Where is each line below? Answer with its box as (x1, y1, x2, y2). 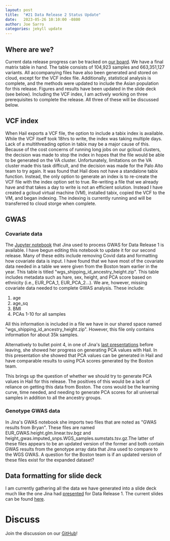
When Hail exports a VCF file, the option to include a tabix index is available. (5, 130, 164, 136)
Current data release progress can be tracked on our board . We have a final (5, 58, 163, 65)
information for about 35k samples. (5, 332, 79, 338)
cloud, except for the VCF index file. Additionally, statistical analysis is (5, 75, 151, 81)
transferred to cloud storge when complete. (5, 200, 96, 206)
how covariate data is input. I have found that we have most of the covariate (5, 258, 164, 264)
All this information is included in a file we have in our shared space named (5, 321, 162, 327)
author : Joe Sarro (5, 21, 44, 27)
